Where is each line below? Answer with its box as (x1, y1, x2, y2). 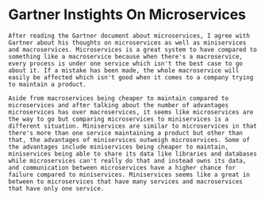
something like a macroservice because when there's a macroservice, (8, 52, 244, 60)
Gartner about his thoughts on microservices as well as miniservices (8, 38, 247, 47)
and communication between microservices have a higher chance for (8, 163, 236, 171)
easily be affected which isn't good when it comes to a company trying (8, 73, 254, 81)
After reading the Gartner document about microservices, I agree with (8, 32, 250, 40)
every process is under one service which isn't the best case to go (8, 60, 244, 67)
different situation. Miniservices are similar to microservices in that (8, 121, 258, 130)
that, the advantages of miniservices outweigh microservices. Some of (8, 136, 250, 144)
